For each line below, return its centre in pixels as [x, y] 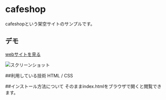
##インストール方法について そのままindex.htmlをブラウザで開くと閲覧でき [84, 86]
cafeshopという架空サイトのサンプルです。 [50, 24]
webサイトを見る [23, 54]
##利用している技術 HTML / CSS [39, 75]
